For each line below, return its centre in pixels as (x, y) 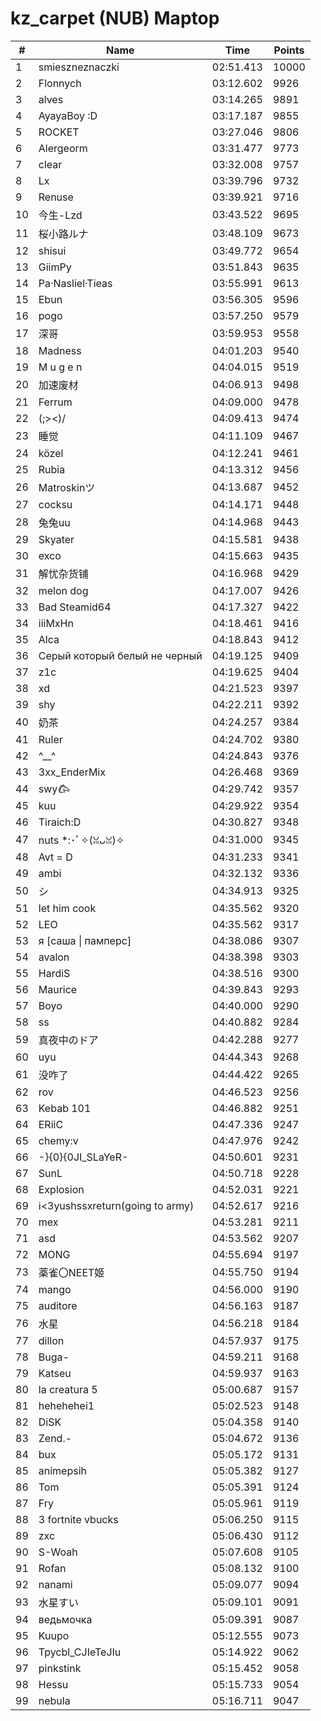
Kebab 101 (65, 1108)
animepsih (62, 1470)
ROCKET (59, 132)
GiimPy (55, 267)
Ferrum (55, 402)
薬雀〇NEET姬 (71, 1272)
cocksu (55, 504)
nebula (54, 1700)
